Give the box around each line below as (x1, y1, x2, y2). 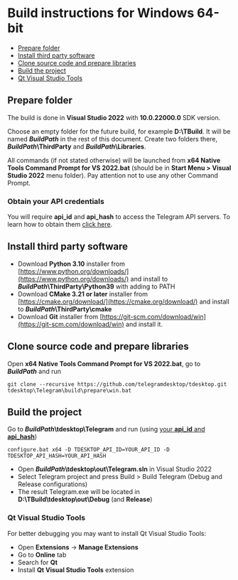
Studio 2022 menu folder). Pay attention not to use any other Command (7, 171, 219, 179)
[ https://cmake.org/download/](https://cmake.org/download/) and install (17, 297, 229, 306)
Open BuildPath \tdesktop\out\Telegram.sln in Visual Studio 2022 (17, 465, 212, 473)
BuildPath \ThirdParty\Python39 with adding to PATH (17, 282, 175, 291)
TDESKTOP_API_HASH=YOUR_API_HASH (7, 453, 107, 460)
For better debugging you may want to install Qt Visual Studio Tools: (7, 529, 207, 537)
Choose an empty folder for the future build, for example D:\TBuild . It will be (7, 127, 231, 136)
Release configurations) (17, 480, 88, 488)
